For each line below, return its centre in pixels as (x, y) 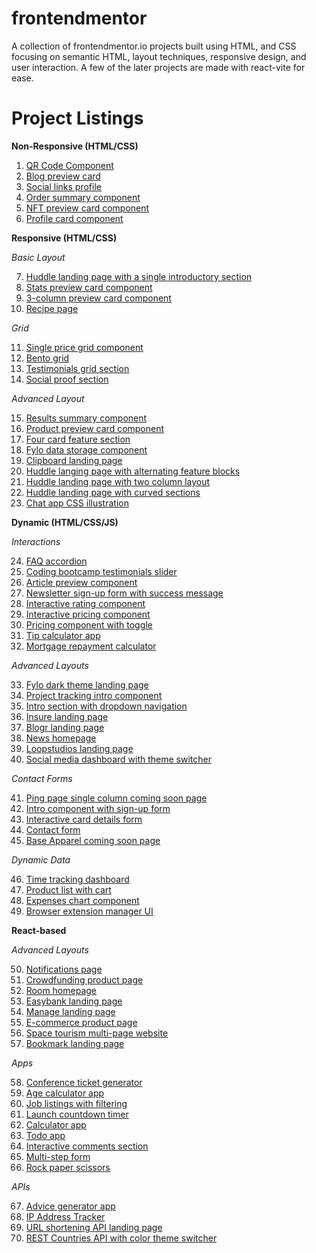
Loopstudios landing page (79, 748)
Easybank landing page (74, 1001)
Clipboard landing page (74, 460)
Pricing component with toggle (89, 624)
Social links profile (63, 186)
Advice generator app (70, 1206)
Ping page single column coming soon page (116, 798)
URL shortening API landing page (94, 1227)
